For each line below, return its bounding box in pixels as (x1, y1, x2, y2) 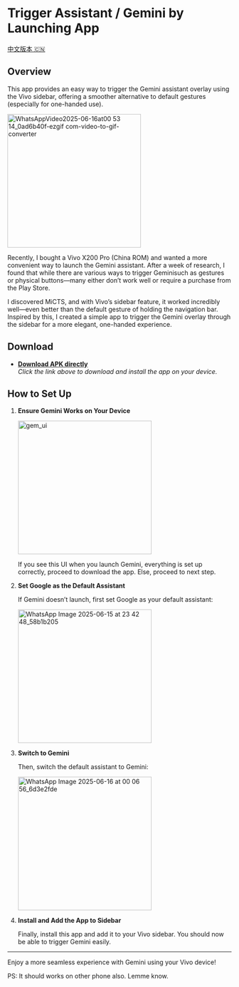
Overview (7, 66, 52, 78)
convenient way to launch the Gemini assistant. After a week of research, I (7, 261, 225, 269)
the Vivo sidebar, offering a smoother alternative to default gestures (7, 92, 206, 100)
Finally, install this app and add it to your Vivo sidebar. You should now (17, 930, 224, 939)
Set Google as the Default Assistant (17, 582, 126, 590)
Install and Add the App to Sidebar (17, 916, 122, 925)
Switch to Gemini (17, 749, 70, 758)
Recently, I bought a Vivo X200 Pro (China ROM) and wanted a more (7, 253, 208, 261)
